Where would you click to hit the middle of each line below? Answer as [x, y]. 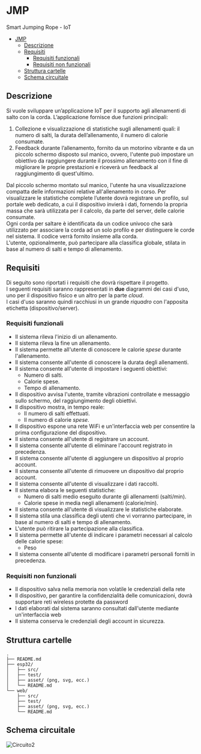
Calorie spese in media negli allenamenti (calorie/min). [91, 502]
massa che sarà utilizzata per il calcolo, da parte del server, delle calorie [95, 211]
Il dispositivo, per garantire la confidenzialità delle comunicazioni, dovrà [103, 596]
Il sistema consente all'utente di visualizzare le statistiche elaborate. [99, 509]
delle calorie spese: [39, 541]
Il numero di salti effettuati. [57, 413]
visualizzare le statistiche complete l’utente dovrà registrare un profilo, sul [97, 198]
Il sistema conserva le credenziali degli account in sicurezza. [90, 621]
